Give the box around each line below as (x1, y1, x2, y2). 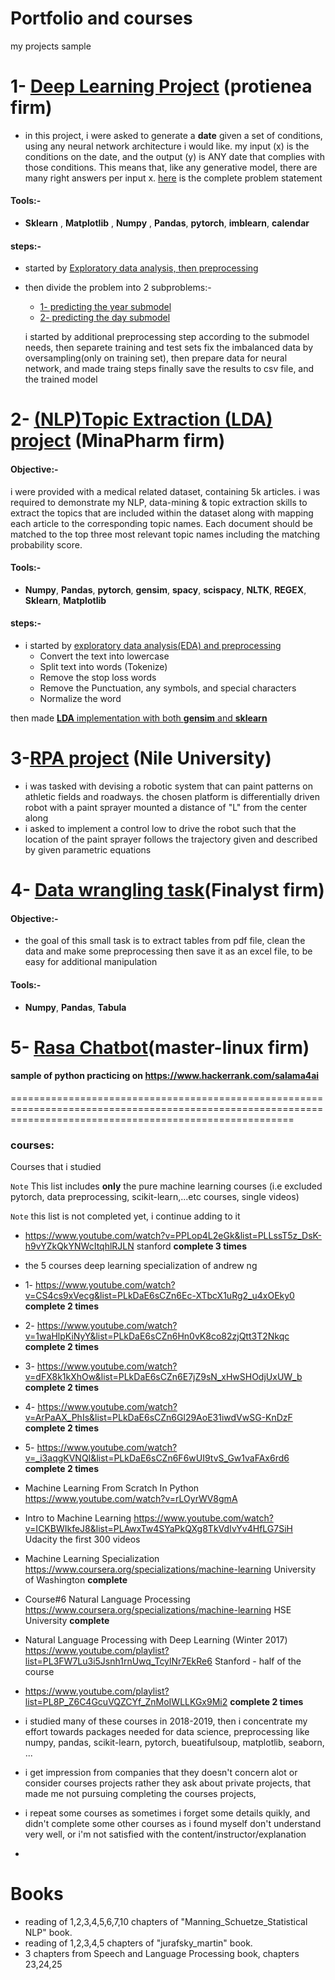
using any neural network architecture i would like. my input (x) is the (24, 140, 310, 152)
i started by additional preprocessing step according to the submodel (24, 331, 310, 343)
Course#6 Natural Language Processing (24, 1593, 191, 1606)
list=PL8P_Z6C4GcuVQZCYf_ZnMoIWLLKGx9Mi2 (24, 1696, 228, 1708)
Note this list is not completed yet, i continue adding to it (10, 1210, 241, 1222)
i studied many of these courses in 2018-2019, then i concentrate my (24, 1715, 308, 1727)
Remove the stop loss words (39, 672, 157, 684)
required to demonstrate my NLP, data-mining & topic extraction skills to (10, 496, 308, 508)
